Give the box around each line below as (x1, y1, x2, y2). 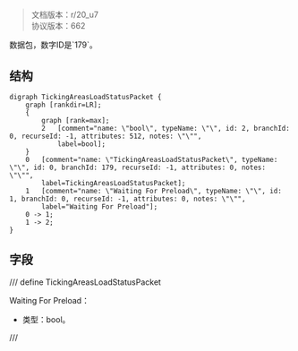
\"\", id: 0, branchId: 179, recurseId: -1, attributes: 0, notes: (9, 163, 267, 172)
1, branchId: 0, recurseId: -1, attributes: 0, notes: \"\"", (9, 194, 246, 203)
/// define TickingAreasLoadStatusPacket (9, 277, 161, 287)
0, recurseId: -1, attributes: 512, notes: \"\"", (9, 132, 202, 141)
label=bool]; (56, 140, 106, 149)
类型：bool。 (21, 313, 71, 325)
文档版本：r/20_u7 (30, 9, 98, 21)
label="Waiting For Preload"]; (41, 202, 158, 211)
